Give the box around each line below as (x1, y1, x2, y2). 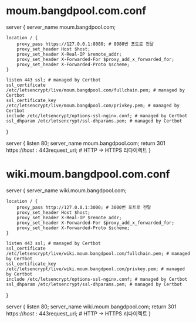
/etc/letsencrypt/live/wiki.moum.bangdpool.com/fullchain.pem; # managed (6, 250, 191, 256)
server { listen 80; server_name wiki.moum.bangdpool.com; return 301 (6, 303, 177, 310)
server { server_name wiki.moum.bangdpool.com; (6, 186, 127, 194)
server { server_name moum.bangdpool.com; (6, 23, 116, 30)
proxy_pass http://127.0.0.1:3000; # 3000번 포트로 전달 (16, 204, 151, 210)
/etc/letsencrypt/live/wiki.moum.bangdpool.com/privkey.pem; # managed (6, 266, 185, 272)
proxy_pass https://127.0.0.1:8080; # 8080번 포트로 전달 (16, 41, 154, 47)
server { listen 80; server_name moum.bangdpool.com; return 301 (6, 140, 165, 147)
